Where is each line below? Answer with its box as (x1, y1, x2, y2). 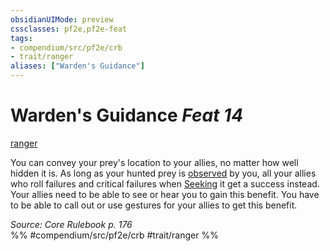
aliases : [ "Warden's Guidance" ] (10, 61, 145, 71)
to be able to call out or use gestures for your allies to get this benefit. (10, 199, 298, 211)
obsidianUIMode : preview (10, 14, 114, 25)
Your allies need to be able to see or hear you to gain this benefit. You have (10, 188, 320, 200)
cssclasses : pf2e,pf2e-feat (10, 24, 128, 34)
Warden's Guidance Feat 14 (10, 104, 244, 127)
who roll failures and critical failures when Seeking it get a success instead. (10, 177, 320, 190)
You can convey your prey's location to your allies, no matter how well (10, 156, 299, 168)
